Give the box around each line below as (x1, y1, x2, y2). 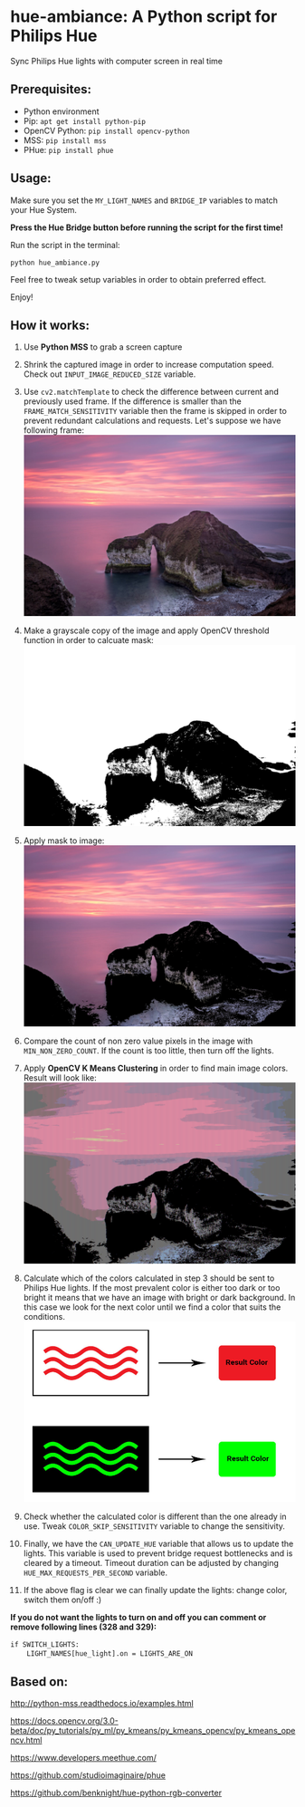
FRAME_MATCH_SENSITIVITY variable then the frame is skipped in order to (23, 406, 288, 417)
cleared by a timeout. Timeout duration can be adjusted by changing (23, 1558, 280, 1569)
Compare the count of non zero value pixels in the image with (23, 1035, 253, 1046)
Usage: (10, 170, 52, 187)
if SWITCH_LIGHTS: (10, 1640, 80, 1649)
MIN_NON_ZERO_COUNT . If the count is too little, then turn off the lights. (23, 1044, 274, 1056)
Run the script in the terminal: (10, 239, 120, 250)
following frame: (23, 425, 85, 436)
